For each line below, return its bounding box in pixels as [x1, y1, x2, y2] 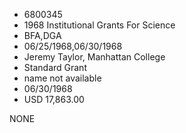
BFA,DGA [23, 30, 62, 41]
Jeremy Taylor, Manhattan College [23, 51, 166, 63]
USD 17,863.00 [23, 94, 85, 105]
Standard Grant [23, 62, 87, 73]
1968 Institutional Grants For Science [23, 19, 176, 31]
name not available [23, 72, 102, 84]
